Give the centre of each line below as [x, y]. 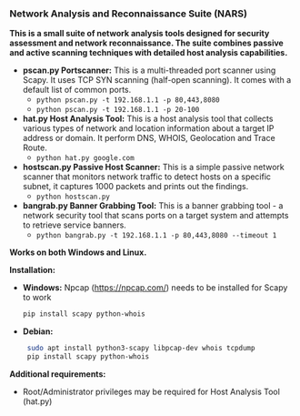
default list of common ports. [77, 90]
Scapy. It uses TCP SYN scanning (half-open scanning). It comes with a [157, 80]
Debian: [38, 331]
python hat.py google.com [85, 158]
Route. [35, 147]
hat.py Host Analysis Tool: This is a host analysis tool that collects [148, 119]
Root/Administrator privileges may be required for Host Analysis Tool [151, 391]
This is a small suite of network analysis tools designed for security [140, 34]
